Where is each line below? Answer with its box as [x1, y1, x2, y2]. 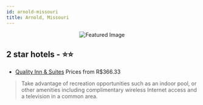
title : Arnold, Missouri [6, 14, 69, 21]
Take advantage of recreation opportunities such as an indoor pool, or [21, 80, 197, 87]
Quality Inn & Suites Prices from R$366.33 [15, 68, 121, 75]
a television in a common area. [21, 93, 98, 100]
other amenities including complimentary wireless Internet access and [21, 86, 198, 94]
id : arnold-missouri [6, 8, 59, 15]
